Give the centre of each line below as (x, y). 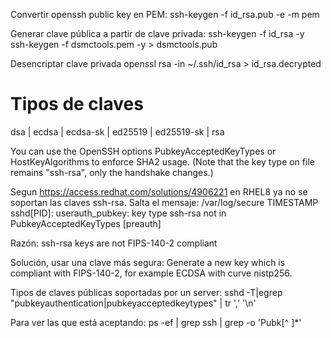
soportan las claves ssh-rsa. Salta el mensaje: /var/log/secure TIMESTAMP (164, 202)
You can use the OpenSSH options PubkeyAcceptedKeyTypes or (143, 151)
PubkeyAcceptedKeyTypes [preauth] (86, 223)
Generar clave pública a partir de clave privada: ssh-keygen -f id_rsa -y (157, 33)
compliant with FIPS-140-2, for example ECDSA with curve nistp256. (151, 273)
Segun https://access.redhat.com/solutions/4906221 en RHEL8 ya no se (159, 191)
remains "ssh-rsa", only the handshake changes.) (112, 172)
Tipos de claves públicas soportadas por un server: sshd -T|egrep (146, 292)
